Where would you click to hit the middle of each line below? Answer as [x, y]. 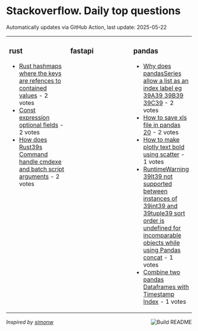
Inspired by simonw [30, 322]
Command [34, 154]
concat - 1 [159, 257]
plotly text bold [164, 147]
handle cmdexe [40, 161]
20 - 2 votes [161, 132]
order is [154, 220]
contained [33, 88]
